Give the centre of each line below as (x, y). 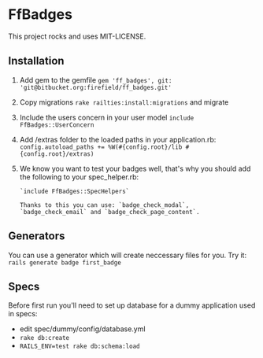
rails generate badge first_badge (65, 262)
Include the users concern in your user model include (107, 117)
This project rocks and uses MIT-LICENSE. (77, 36)
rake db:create (44, 338)
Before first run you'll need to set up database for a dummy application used (132, 305)
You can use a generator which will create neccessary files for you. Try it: (127, 255)
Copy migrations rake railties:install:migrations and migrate (124, 102)
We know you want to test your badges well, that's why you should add (135, 168)
